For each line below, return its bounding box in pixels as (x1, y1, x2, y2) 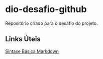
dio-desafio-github (5, 4, 87, 15)
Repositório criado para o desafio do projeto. (5, 20, 98, 26)
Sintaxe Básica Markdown (5, 48, 59, 54)
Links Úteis (5, 35, 41, 43)
